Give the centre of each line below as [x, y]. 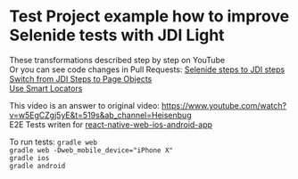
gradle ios [29, 158]
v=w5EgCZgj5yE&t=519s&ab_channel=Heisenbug [100, 115]
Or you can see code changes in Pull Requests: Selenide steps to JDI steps [147, 69]
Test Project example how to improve [149, 16]
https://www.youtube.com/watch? [224, 105]
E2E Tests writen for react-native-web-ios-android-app [111, 124]
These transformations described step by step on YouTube [117, 60]
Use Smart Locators [46, 88]
